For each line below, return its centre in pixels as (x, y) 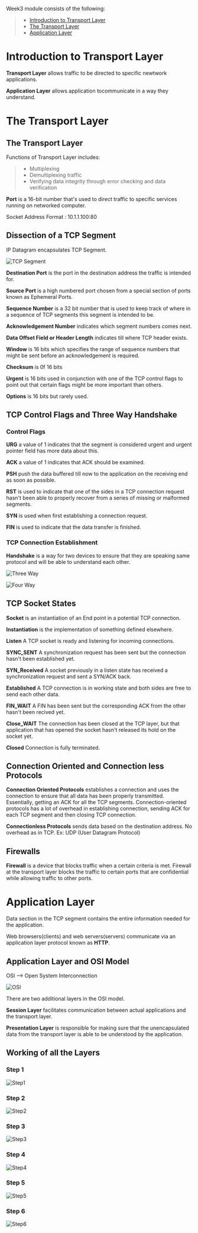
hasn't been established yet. (40, 658)
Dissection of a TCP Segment (61, 236)
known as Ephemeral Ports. (39, 297)
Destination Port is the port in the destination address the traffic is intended (98, 273)
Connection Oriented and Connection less (85, 766)
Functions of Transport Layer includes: (53, 157)
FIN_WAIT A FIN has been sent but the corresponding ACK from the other (96, 706)
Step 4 (16, 1155)
